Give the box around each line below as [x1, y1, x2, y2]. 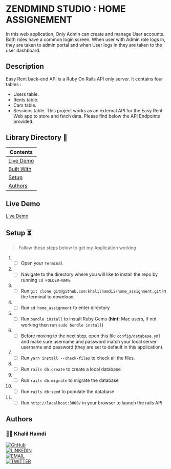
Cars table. [13, 102, 37, 108]
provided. [13, 118, 34, 125]
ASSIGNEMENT [6, 14, 73, 26]
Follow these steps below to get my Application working [18, 244, 137, 251]
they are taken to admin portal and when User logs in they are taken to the [6, 42, 162, 48]
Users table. [13, 91, 39, 97]
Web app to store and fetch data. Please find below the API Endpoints [13, 113, 160, 119]
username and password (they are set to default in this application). [20, 344, 164, 350]
